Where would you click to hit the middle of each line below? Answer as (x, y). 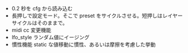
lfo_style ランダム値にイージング (51, 37)
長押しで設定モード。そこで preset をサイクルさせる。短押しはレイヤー (97, 16)
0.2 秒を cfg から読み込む (42, 8)
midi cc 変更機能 (31, 30)
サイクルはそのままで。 (40, 23)
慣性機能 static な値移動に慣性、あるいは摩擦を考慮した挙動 (83, 44)
